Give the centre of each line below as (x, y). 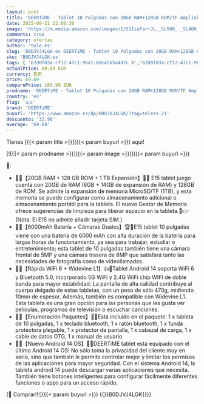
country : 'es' (24, 96)
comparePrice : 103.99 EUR (39, 86)
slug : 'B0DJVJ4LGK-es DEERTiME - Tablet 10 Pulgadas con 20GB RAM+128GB (100, 52)
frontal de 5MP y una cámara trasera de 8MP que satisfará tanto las (100, 255)
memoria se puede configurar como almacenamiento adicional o (96, 198)
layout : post (23, 12)
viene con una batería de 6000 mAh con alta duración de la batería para (105, 236)
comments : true (25, 35)
